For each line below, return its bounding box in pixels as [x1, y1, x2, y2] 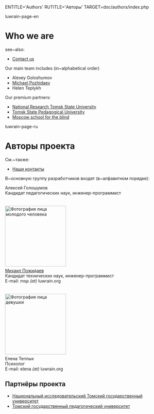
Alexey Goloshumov [12, 75, 52, 81]
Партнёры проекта [5, 380, 66, 388]
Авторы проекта [5, 141, 75, 152]
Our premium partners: [5, 94, 51, 100]
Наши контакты [12, 166, 45, 172]
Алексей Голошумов [5, 184, 48, 191]
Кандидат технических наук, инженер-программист [5, 273, 114, 279]
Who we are [5, 31, 54, 42]
